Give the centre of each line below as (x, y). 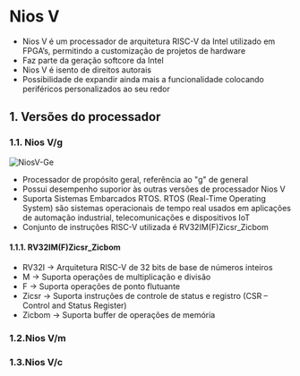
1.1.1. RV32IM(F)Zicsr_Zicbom (65, 247)
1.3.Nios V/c (36, 362)
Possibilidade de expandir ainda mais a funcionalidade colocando (143, 79)
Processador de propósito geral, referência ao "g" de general (135, 179)
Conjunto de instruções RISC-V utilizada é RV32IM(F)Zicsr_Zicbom (145, 226)
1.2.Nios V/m (38, 338)
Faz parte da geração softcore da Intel (93, 60)
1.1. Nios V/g (36, 142)
